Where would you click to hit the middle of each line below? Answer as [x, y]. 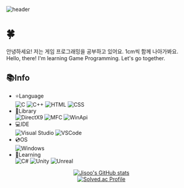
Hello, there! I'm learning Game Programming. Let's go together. [86, 58]
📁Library [26, 111]
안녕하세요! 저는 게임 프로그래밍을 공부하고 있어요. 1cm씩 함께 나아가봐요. [92, 51]
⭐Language [29, 96]
